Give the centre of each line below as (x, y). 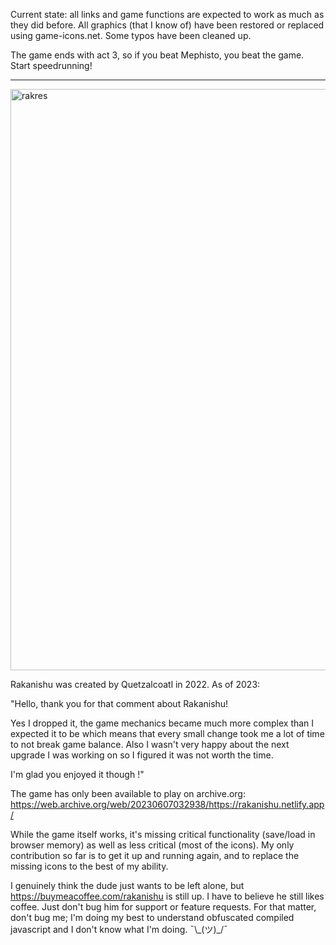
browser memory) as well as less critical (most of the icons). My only (152, 845)
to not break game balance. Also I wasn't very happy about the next (150, 744)
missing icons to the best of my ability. (89, 866)
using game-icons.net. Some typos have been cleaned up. (131, 35)
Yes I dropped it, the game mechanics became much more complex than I (162, 723)
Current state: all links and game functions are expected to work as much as (167, 14)
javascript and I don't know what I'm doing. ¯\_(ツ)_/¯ (119, 929)
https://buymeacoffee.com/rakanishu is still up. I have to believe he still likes (167, 896)
